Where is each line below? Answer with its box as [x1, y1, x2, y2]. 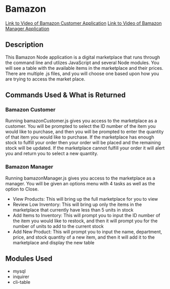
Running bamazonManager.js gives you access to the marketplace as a [5, 175, 155, 181]
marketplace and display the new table [12, 239, 95, 245]
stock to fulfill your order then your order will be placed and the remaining [5, 140, 161, 146]
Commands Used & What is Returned [5, 91, 126, 100]
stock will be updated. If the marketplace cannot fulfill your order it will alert [5, 145, 165, 151]
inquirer [12, 273, 30, 280]
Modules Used [5, 255, 53, 263]
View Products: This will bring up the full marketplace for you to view [12, 196, 158, 202]
